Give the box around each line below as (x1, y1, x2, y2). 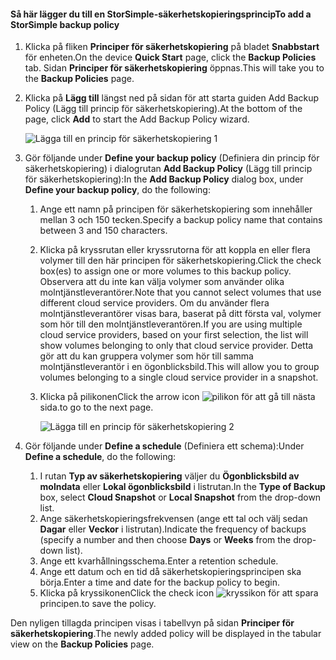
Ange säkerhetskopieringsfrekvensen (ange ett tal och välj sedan (39, 513, 308, 525)
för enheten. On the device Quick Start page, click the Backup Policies (24, 51, 317, 64)
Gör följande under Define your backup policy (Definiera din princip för (24, 152, 320, 164)
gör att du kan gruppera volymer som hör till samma (39, 350, 254, 362)
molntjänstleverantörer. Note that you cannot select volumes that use (39, 286, 322, 299)
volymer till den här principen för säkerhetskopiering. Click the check (39, 255, 322, 267)
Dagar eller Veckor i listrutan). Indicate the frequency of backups (39, 523, 307, 535)
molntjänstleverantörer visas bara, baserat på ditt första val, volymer (39, 308, 322, 320)
